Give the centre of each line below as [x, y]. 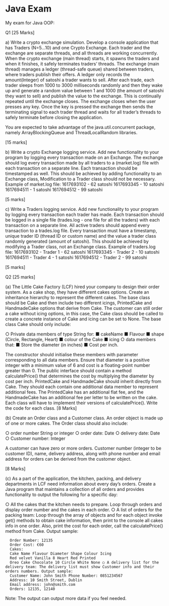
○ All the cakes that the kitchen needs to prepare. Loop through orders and [84, 504]
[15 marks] [16, 142]
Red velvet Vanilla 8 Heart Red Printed [53, 558]
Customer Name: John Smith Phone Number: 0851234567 [66, 576]
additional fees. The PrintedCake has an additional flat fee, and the [74, 392]
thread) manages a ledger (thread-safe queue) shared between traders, [80, 69]
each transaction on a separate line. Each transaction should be [71, 168]
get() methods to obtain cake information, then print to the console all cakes [84, 520]
